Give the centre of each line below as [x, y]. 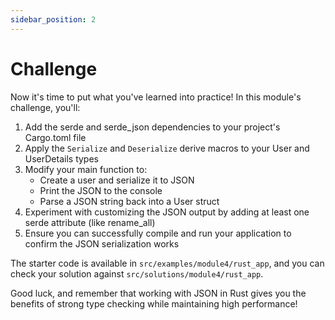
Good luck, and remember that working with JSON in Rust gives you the [158, 293]
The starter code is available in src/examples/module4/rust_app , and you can [167, 263]
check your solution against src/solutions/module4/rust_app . [137, 273]
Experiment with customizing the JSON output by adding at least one [167, 212]
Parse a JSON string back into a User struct [129, 201]
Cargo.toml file [55, 137]
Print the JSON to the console [101, 190]
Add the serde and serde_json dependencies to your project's [152, 127]
